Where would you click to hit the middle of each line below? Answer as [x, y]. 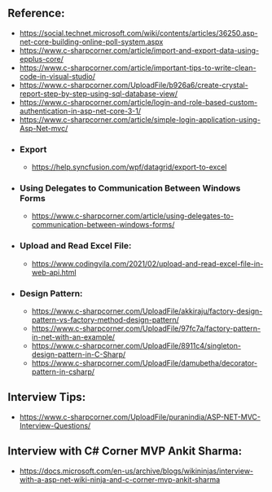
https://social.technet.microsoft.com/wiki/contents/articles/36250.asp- [138, 33]
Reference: [36, 13]
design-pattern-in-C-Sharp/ [79, 354]
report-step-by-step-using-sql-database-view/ [99, 94]
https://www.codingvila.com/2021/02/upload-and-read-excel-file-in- [147, 263]
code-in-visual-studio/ [57, 76]
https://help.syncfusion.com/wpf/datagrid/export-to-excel [129, 167]
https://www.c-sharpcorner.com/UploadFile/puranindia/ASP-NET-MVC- [140, 417]
